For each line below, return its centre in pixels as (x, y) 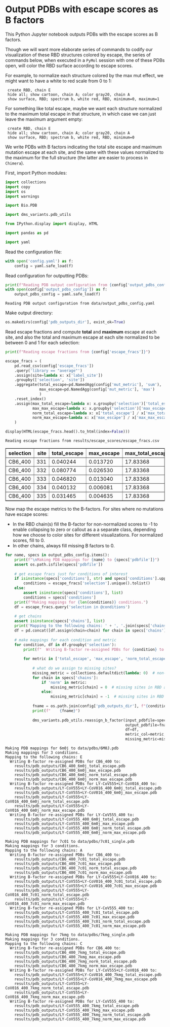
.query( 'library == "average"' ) (48, 371)
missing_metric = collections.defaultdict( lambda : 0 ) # (94, 673)
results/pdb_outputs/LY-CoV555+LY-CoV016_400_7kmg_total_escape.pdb (88, 975)
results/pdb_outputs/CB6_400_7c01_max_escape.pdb (68, 864)
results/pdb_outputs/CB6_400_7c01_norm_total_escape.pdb (76, 868)
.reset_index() (30, 399)
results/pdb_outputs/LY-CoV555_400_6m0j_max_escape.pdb (75, 824)
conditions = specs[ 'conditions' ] (60, 598)
